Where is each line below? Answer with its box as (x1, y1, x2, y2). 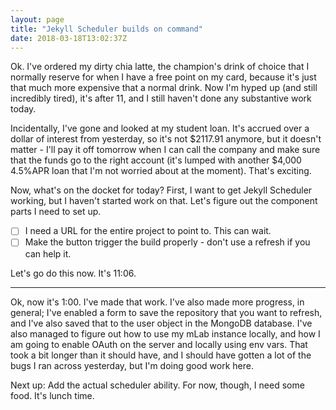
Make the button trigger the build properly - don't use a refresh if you (24, 236, 311, 248)
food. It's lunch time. (10, 389, 95, 401)
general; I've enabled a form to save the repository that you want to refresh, (10, 306, 323, 318)
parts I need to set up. (10, 206, 102, 218)
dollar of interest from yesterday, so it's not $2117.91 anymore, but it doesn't (10, 133, 322, 145)
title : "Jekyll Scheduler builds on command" (10, 24, 203, 34)
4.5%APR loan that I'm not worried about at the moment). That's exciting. (10, 165, 312, 177)
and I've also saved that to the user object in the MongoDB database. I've (10, 317, 313, 329)
